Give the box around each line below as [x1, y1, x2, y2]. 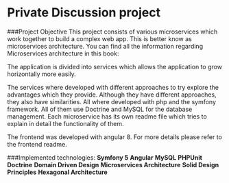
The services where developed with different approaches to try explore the [7, 83, 219, 91]
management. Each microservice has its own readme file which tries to [7, 112, 207, 121]
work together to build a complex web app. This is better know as [7, 34, 192, 42]
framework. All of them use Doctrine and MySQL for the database [7, 105, 193, 113]
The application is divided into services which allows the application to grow [7, 62, 223, 71]
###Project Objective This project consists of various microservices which [7, 27, 218, 36]
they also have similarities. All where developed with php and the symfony [7, 97, 217, 106]
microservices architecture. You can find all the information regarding [7, 42, 204, 50]
